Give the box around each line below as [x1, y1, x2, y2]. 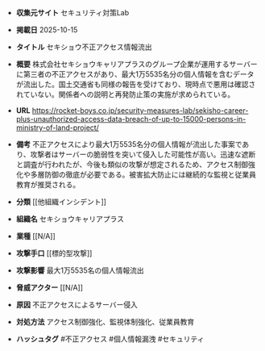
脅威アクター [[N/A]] [15, 282, 83, 292]
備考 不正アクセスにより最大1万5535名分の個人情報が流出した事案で [15, 140, 242, 148]
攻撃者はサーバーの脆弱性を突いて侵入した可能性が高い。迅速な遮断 [30, 149, 256, 159]
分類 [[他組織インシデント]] [15, 197, 107, 207]
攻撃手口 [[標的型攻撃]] [15, 249, 93, 257]
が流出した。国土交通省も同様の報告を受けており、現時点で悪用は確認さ [15, 80, 256, 89]
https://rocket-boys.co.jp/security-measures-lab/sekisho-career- [31, 106, 249, 115]
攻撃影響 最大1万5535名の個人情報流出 [15, 265, 144, 275]
